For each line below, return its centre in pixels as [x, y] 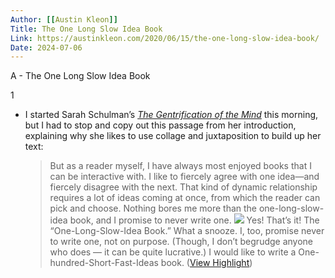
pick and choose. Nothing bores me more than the [153, 208]
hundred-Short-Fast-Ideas [104, 263]
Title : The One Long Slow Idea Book [86, 29]
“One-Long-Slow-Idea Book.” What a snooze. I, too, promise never [187, 231]
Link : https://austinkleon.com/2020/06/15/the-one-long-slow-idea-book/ [165, 38]
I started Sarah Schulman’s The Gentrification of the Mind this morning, [171, 115]
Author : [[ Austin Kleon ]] [64, 19]
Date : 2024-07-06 [46, 47]
